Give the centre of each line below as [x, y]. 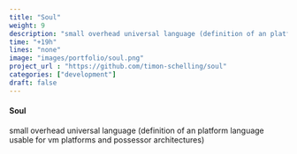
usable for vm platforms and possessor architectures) [107, 139]
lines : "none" [35, 50]
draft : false [33, 83]
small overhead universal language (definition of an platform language [137, 130]
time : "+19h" [33, 42]
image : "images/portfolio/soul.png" [76, 58]
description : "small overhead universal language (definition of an [138, 33]
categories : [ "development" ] [63, 75]
